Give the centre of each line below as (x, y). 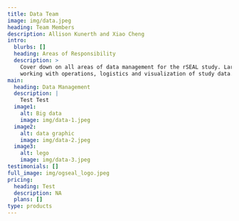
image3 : (25, 147)
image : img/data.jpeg (39, 21)
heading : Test (34, 186)
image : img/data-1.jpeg (55, 120)
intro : (17, 41)
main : (15, 80)
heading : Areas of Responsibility (65, 54)
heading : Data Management (52, 87)
